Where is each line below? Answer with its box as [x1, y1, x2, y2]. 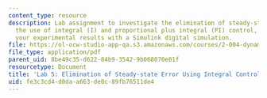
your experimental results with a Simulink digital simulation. [15, 33, 233, 42]
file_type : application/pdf [8, 48, 102, 56]
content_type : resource [8, 11, 87, 20]
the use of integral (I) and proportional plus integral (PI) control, [15, 26, 258, 34]
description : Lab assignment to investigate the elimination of [8, 19, 226, 27]
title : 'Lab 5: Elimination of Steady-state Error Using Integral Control [8, 70, 261, 78]
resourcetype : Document [8, 63, 87, 71]
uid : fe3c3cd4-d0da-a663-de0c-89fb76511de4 [8, 77, 155, 85]
